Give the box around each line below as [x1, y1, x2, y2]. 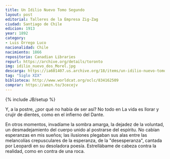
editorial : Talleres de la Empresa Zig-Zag [5, 17, 99, 22]
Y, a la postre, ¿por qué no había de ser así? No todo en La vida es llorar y [5, 106, 159, 112]
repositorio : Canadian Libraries [5, 54, 76, 60]
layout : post [5, 12, 33, 17]
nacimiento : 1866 [5, 49, 42, 55]
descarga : [5, 69, 26, 74]
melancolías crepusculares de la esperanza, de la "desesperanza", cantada [5, 137, 162, 143]
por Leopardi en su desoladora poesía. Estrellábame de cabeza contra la [5, 142, 157, 149]
